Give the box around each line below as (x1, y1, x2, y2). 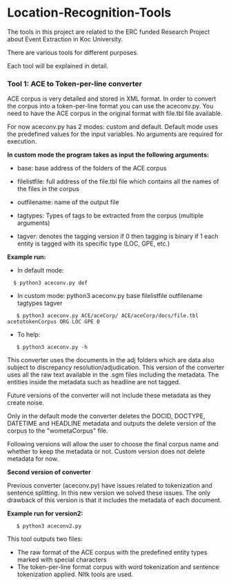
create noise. (7, 399, 45, 407)
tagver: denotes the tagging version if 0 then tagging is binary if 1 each (17, 232, 219, 241)
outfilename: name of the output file (17, 198, 119, 206)
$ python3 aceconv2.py (16, 523, 81, 530)
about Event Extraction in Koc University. (7, 34, 123, 43)
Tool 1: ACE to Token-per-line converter (7, 79, 143, 88)
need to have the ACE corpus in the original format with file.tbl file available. (7, 109, 223, 118)
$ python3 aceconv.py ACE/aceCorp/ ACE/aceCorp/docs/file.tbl (16, 313, 199, 319)
